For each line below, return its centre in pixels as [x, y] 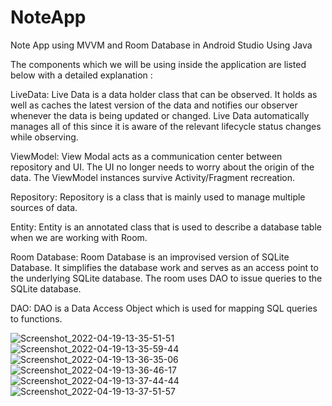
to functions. [36, 318]
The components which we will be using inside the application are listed [158, 64]
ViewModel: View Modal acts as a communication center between [146, 156]
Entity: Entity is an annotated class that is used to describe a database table [166, 227]
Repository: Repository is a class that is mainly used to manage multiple [158, 197]
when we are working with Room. [79, 237]
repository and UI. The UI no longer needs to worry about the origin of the [162, 167]
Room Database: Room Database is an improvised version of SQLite [150, 257]
